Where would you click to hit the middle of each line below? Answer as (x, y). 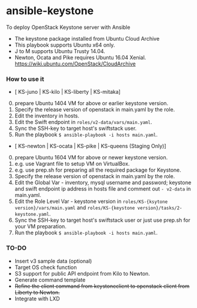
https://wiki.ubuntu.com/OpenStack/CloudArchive (75, 64)
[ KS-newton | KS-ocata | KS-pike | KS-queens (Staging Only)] (90, 146)
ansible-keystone (50, 11)
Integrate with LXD (37, 299)
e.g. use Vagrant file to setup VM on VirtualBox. (72, 164)
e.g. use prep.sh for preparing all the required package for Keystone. (98, 170)
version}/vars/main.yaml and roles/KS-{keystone (75, 208)
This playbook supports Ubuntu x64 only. (65, 45)
